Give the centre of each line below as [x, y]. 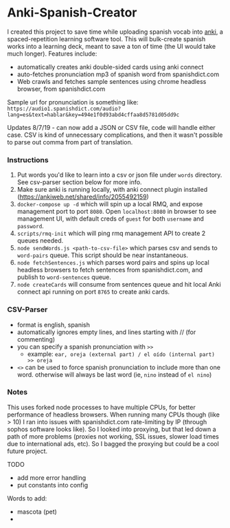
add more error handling [51, 477]
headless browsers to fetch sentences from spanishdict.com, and [110, 270]
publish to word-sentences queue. [64, 277]
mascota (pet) [37, 511]
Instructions [28, 159]
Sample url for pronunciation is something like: [73, 102]
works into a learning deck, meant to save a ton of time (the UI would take [112, 46]
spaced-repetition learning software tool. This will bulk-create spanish [106, 38]
